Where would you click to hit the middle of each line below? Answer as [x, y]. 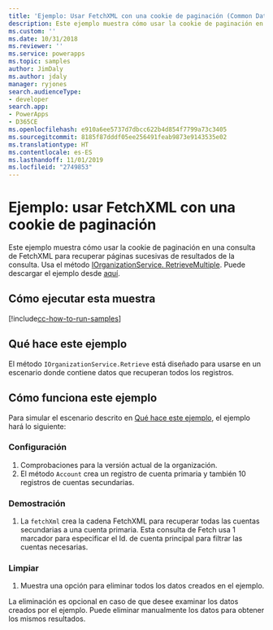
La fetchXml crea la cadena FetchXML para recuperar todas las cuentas [140, 521]
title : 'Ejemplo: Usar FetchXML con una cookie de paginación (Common [130, 16]
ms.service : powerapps [47, 54]
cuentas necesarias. [54, 547]
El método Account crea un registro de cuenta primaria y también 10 [133, 474]
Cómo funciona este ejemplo [83, 398]
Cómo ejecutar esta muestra [82, 299]
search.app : [28, 107]
